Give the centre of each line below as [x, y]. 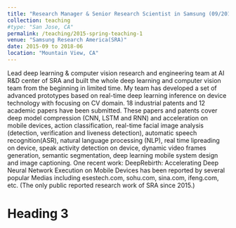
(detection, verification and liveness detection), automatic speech [102, 133]
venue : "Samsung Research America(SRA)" [67, 40]
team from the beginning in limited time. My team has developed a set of [112, 88]
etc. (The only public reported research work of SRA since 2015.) [101, 185]
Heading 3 [38, 214]
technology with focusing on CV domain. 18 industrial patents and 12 [106, 103]
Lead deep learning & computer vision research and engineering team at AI [116, 73]
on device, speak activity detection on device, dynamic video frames [107, 148]
